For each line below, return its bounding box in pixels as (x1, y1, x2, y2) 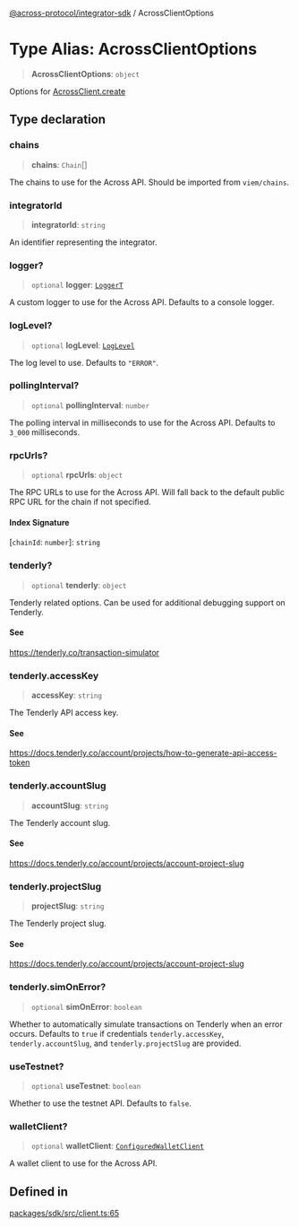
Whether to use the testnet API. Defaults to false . (9, 1098, 192, 1109)
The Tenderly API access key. (9, 708, 119, 718)
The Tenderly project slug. (9, 918, 107, 929)
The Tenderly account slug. (9, 817, 111, 828)
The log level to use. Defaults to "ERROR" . (9, 357, 159, 368)
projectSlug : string (30, 901, 105, 911)
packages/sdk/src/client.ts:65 (9, 1208, 120, 1219)
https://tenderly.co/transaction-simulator (9, 647, 159, 657)
